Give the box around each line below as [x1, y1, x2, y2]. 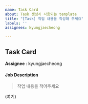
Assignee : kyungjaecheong [5, 61, 62, 66]
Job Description [5, 72, 39, 78]
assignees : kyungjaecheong [5, 25, 60, 30]
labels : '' [5, 21, 27, 26]
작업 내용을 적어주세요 [17, 83, 60, 89]
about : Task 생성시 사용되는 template [5, 12, 77, 17]
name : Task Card [5, 7, 38, 12]
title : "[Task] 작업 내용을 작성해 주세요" [5, 16, 84, 21]
